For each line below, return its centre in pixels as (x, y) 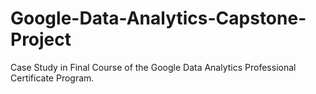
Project (41, 39)
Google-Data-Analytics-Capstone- (158, 18)
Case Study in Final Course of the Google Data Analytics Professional (153, 67)
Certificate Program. (52, 78)
